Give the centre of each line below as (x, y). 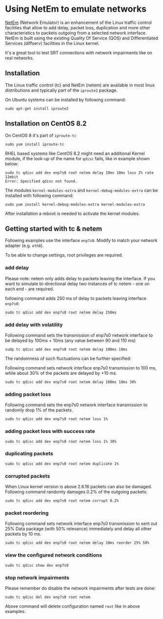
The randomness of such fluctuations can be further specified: (68, 358)
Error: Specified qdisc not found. (41, 181)
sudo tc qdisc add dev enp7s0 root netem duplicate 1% (62, 464)
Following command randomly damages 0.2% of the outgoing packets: (76, 492)
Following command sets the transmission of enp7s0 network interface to (79, 335)
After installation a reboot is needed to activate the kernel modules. (72, 213)
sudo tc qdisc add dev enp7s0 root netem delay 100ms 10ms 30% (71, 382)
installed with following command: (40, 195)
